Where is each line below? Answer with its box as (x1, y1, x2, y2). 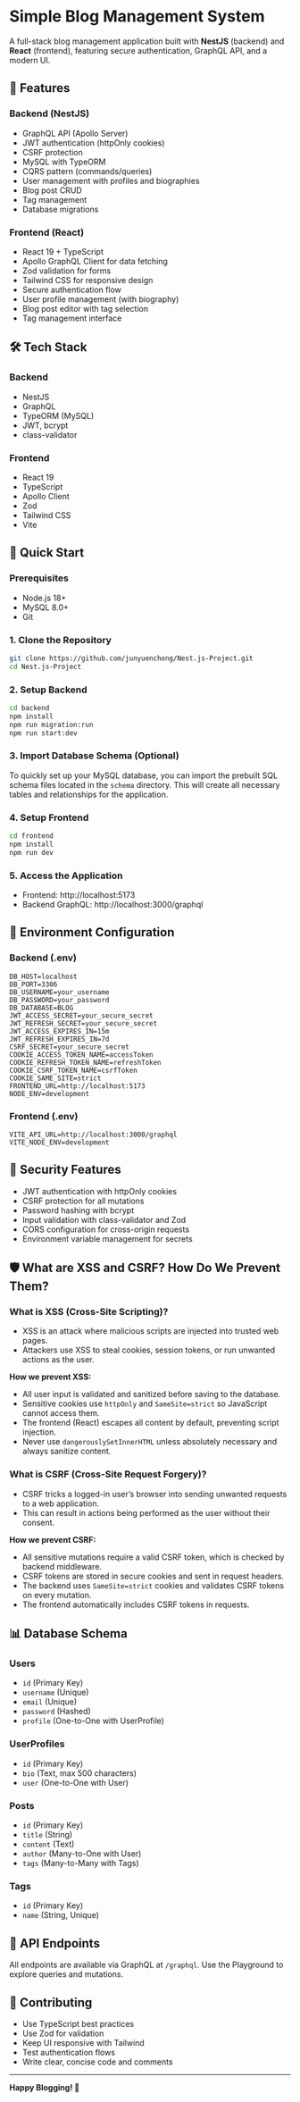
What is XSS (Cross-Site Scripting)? (9, 1306, 169, 1319)
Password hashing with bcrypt (21, 1204, 135, 1216)
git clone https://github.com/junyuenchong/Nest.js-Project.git (9, 654, 254, 663)
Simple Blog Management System (9, 6, 265, 27)
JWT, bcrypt (21, 420, 69, 431)
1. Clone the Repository (9, 633, 112, 646)
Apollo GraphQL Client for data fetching (21, 255, 168, 266)
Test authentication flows (21, 2047, 116, 2057)
